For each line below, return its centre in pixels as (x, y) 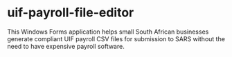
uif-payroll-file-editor (71, 13)
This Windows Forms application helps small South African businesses (108, 32)
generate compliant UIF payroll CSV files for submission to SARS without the (116, 38)
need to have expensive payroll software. (66, 46)
